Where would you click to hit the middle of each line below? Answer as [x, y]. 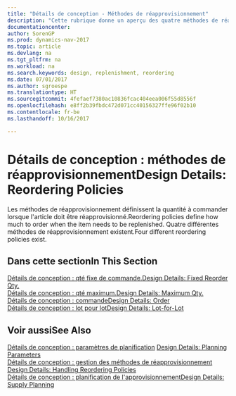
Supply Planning [31, 385]
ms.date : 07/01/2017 [38, 79]
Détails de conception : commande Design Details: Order [88, 301]
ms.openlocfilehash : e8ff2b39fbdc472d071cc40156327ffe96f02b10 [102, 106]
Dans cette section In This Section [83, 261]
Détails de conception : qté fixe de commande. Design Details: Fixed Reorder [118, 278]
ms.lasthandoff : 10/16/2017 [48, 118]
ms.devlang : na [29, 54]
